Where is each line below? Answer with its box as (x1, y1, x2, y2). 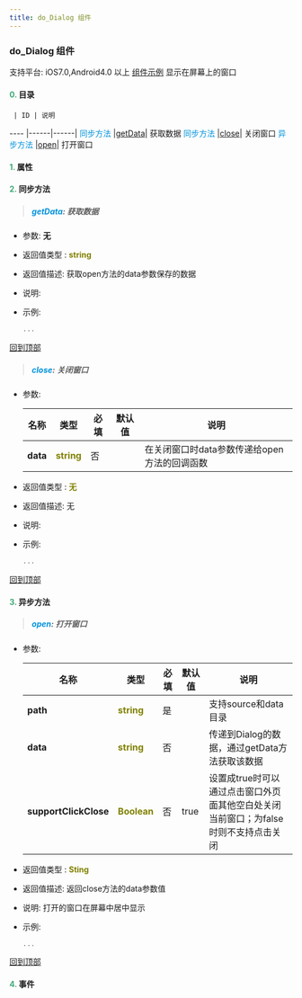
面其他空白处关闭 (209, 798, 281, 811)
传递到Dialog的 (209, 727, 272, 740)
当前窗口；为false (209, 812, 284, 824)
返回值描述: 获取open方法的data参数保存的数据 (22, 269, 197, 280)
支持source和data (209, 698, 285, 710)
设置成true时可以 (209, 771, 280, 784)
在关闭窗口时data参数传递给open (144, 443, 284, 456)
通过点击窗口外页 (209, 785, 281, 798)
